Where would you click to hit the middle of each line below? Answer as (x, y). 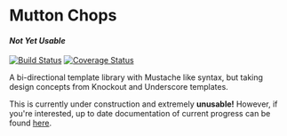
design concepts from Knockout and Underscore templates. (119, 87)
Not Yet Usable (37, 40)
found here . (30, 123)
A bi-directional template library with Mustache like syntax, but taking (136, 77)
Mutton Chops (63, 16)
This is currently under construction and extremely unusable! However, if (143, 104)
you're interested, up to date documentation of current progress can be (140, 114)
